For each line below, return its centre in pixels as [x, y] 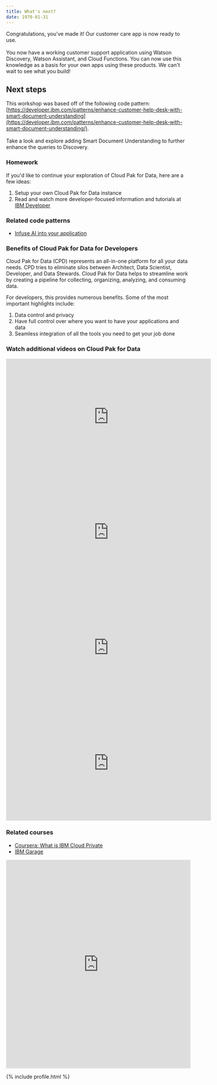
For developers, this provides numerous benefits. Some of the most [87, 297]
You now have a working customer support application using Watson [89, 52]
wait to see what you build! [39, 71]
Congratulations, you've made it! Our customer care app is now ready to [93, 33]
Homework [22, 162]
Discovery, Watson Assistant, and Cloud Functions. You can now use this [94, 59]
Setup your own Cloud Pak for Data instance [68, 193]
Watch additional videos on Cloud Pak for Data [73, 349]
